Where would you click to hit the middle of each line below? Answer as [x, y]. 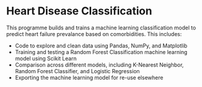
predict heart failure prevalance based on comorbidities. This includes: [94, 34]
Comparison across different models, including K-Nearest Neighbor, [99, 65]
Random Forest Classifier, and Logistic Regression [77, 71]
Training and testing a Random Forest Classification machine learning [101, 52]
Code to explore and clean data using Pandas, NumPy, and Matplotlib [101, 46]
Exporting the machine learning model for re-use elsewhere [89, 77]
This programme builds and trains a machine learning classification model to [101, 28]
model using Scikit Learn [46, 58]
